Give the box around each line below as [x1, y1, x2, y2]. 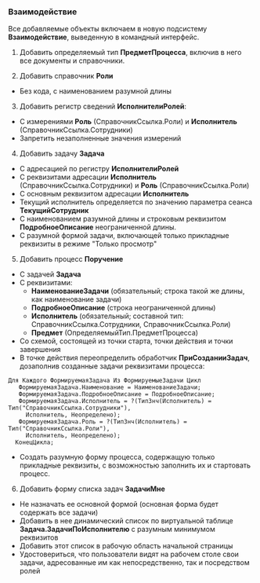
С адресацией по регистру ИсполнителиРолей [19, 164, 179, 174]
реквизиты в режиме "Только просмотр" [19, 239, 157, 249]
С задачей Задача [19, 269, 81, 279]
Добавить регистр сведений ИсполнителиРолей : [19, 101, 186, 112]
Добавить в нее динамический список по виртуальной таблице [19, 516, 233, 526]
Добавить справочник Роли [19, 71, 114, 81]
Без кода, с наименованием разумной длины [19, 86, 172, 96]
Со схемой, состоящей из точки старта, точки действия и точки [19, 336, 233, 346]
